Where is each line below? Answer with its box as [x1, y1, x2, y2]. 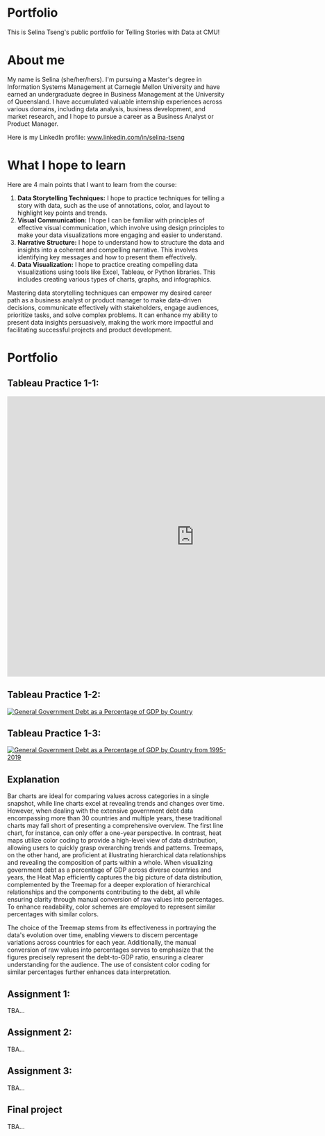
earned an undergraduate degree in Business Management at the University [7, 90, 225, 98]
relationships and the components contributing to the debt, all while [7, 888, 201, 896]
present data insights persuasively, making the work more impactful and [7, 318, 214, 326]
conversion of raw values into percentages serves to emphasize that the [7, 946, 214, 954]
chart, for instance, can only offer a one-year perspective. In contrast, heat [7, 829, 222, 837]
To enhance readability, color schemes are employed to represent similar [7, 902, 216, 911]
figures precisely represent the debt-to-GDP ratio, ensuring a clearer [7, 953, 203, 961]
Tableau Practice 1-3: [7, 728, 101, 740]
